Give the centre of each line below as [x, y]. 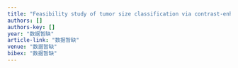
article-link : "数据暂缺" [44, 40]
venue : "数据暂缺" [33, 47]
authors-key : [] [31, 27]
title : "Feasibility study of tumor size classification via [100, 14]
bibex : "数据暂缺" [33, 54]
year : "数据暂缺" [31, 34]
